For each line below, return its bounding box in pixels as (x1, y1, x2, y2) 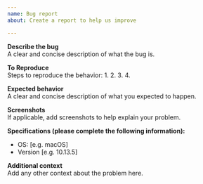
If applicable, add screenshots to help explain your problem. (7, 113, 181, 121)
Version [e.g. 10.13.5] (17, 147, 78, 156)
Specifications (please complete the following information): (7, 126, 185, 135)
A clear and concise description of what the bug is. (7, 50, 155, 58)
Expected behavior (7, 84, 64, 93)
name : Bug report (7, 10, 58, 18)
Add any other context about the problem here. (7, 169, 144, 177)
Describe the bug (7, 42, 59, 51)
